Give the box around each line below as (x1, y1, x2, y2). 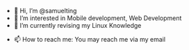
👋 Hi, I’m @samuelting (13, 7, 77, 15)
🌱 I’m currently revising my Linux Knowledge (13, 22, 142, 29)
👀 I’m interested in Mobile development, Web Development (13, 14, 182, 22)
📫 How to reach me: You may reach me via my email (13, 35, 165, 43)
